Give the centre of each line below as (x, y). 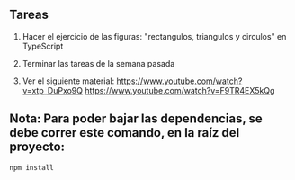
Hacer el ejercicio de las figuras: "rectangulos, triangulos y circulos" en (154, 36)
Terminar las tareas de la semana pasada (98, 63)
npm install (31, 167)
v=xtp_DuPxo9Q (53, 90)
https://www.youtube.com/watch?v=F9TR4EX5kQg (180, 90)
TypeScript (43, 46)
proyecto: (37, 147)
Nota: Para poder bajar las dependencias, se (136, 119)
